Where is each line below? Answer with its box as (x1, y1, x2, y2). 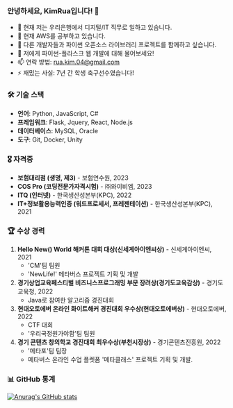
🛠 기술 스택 (7, 90, 45, 100)
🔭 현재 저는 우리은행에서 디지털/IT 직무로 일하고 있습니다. (17, 23, 172, 32)
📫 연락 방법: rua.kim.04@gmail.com (17, 58, 120, 67)
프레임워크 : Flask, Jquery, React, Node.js (17, 118, 134, 126)
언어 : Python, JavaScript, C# (17, 109, 99, 117)
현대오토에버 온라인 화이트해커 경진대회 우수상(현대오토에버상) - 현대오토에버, (17, 305, 227, 313)
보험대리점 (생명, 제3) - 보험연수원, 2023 (17, 173, 129, 182)
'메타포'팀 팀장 (27, 347, 67, 355)
